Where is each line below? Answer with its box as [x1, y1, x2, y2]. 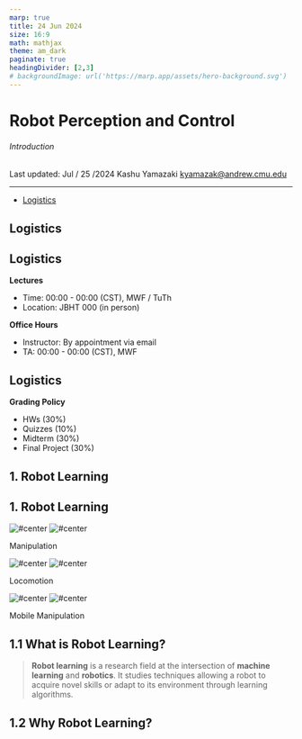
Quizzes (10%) [22, 424, 77, 435]
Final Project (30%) [22, 443, 94, 454]
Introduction [9, 140, 55, 151]
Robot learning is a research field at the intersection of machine [31, 661, 271, 671]
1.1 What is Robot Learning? [9, 636, 166, 652]
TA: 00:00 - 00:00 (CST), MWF [22, 347, 138, 357]
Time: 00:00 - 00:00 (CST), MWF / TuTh [22, 293, 173, 303]
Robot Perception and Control [9, 110, 235, 131]
